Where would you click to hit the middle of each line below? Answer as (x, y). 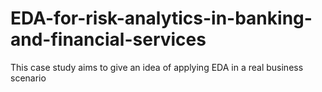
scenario (28, 78)
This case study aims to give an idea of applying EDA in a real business (157, 67)
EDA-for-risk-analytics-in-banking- (161, 18)
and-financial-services (108, 39)
